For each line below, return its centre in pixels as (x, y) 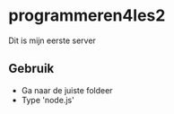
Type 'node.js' (48, 100)
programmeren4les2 (87, 16)
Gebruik (31, 69)
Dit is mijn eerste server (52, 40)
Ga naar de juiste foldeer (67, 90)
